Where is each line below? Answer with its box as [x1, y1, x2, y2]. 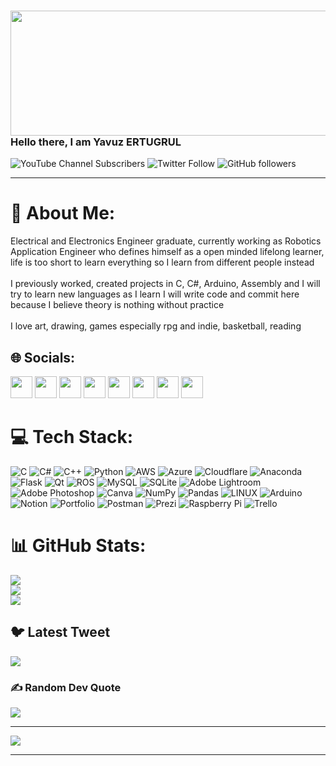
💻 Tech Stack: [10, 426, 134, 449]
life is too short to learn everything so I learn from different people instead [10, 256, 315, 269]
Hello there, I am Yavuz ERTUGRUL [10, 135, 182, 149]
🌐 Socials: [10, 349, 76, 366]
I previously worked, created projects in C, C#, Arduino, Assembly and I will [10, 278, 321, 290]
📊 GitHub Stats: [10, 535, 147, 557]
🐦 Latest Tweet [10, 624, 111, 641]
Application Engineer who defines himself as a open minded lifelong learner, [10, 246, 325, 258]
